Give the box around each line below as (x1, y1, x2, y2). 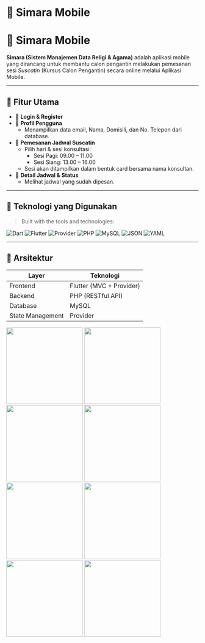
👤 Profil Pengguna (15, 119, 62, 127)
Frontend (9, 281, 35, 290)
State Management (9, 311, 64, 320)
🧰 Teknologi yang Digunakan (6, 201, 118, 212)
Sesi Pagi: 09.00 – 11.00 (33, 152, 93, 159)
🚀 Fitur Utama (6, 97, 59, 107)
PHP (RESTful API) (70, 291, 123, 300)
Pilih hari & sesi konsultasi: (24, 145, 92, 152)
